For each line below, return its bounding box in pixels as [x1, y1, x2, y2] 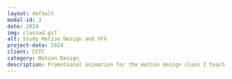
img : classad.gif [7, 29, 58, 36]
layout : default [7, 10, 54, 17]
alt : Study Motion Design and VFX [7, 36, 108, 43]
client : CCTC [7, 49, 45, 56]
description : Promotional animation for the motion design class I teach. [7, 61, 229, 68]
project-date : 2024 [7, 42, 64, 49]
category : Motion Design [7, 55, 79, 62]
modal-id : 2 [7, 16, 42, 23]
